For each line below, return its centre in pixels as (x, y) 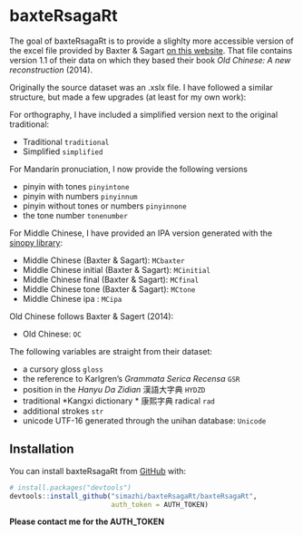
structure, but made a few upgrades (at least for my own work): (128, 97)
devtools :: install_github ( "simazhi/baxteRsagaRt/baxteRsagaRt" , (133, 496)
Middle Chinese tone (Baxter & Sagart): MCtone (109, 289)
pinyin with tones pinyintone (76, 186)
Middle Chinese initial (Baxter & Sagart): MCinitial (117, 269)
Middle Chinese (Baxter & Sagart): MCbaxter (103, 260)
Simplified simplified (63, 151)
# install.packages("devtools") (70, 487)
